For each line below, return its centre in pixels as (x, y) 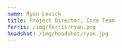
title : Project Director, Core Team (61, 20)
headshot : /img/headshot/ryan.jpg (58, 34)
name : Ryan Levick (34, 14)
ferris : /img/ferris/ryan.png (52, 27)
